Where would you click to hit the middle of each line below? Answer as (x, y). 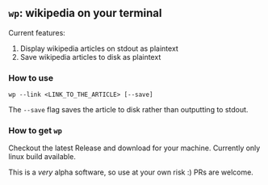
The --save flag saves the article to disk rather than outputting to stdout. (128, 110)
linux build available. (42, 157)
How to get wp (36, 131)
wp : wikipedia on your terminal (85, 13)
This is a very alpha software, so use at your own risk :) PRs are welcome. (131, 172)
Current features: (37, 32)
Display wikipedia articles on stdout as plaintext (99, 48)
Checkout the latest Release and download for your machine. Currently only (134, 148)
